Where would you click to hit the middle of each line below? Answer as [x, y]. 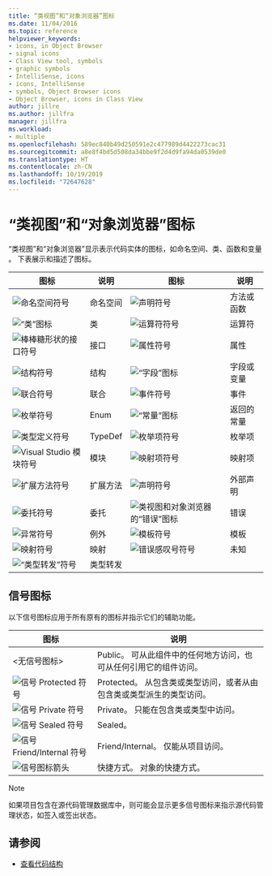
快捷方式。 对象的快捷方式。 [151, 767]
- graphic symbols [39, 69]
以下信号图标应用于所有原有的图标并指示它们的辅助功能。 [104, 617]
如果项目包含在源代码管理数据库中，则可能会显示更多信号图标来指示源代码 [132, 805]
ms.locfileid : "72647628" [52, 182]
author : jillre [34, 106]
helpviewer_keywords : [45, 39]
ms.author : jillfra [41, 114]
